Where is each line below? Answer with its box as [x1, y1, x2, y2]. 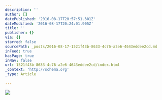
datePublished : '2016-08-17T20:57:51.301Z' [5, 16, 96, 21]
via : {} [5, 35, 21, 40]
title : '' [5, 26, 26, 31]
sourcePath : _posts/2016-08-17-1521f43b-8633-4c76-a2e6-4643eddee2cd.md [5, 44, 158, 49]
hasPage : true [5, 53, 34, 58]
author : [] [5, 12, 28, 17]
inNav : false [5, 58, 32, 63]
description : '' [5, 7, 38, 12]
